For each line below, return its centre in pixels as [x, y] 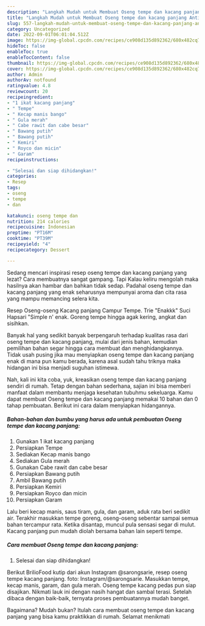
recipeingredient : [30, 97]
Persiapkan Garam [39, 500]
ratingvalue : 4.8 [29, 86]
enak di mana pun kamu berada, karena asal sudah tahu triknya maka [94, 361]
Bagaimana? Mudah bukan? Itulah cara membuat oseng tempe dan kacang [101, 610]
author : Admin [25, 75]
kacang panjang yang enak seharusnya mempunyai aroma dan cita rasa [97, 292]
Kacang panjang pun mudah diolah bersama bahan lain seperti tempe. [95, 531]
